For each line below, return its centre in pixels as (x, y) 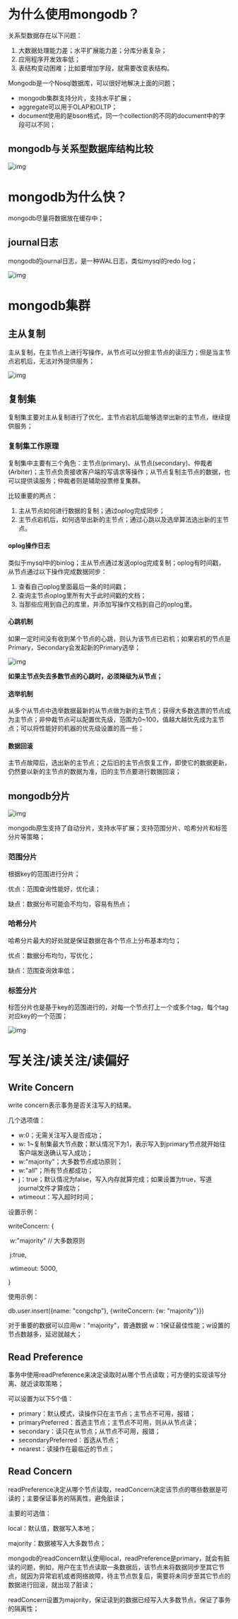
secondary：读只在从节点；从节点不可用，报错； (89, 1431)
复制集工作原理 (34, 446)
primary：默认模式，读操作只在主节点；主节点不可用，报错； (107, 1414)
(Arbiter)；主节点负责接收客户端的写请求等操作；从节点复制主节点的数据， (116, 472)
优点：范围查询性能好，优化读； (54, 889)
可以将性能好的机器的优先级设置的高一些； (82, 729)
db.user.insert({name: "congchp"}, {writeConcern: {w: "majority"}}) (106, 1311)
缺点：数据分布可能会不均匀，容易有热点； (70, 904)
